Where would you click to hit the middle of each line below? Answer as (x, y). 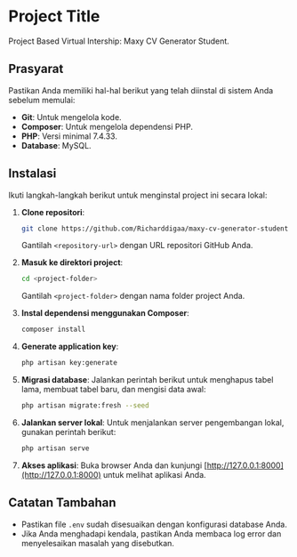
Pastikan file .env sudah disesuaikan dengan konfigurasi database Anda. (154, 524)
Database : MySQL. (56, 145)
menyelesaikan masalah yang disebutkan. (98, 543)
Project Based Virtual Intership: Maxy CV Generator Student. (119, 41)
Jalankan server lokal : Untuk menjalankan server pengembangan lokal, (153, 422)
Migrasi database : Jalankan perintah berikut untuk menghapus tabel (147, 380)
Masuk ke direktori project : (72, 262)
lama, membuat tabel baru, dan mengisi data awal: (113, 390)
